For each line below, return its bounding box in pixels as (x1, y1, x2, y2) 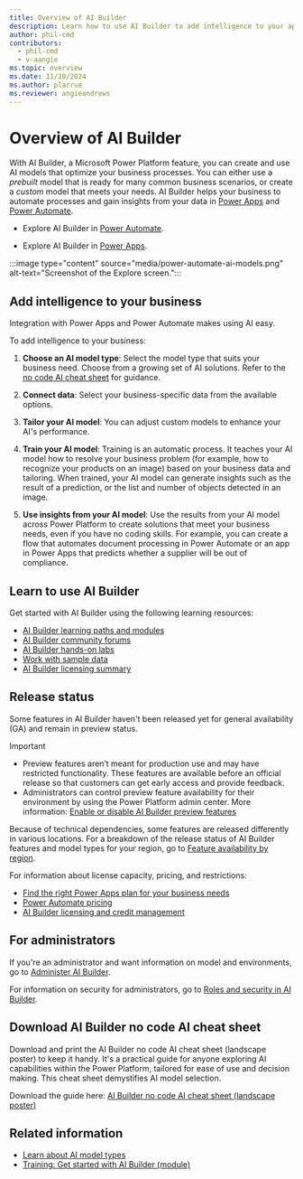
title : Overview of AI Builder (9, 13, 127, 23)
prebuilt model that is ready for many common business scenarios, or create (9, 177, 293, 188)
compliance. (22, 557, 69, 568)
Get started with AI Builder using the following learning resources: (9, 607, 254, 619)
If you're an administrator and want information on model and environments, (9, 957, 292, 968)
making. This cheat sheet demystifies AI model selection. (9, 1072, 222, 1083)
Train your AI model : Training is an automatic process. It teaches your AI (22, 444, 293, 454)
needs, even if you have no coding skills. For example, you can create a (22, 529, 289, 539)
